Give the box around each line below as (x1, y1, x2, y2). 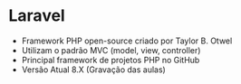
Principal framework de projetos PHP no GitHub (21, 54, 200, 65)
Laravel (8, 5, 65, 26)
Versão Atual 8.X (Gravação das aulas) (21, 64, 167, 75)
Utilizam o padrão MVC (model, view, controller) (21, 44, 201, 55)
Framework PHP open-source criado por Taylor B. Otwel (21, 35, 233, 46)
